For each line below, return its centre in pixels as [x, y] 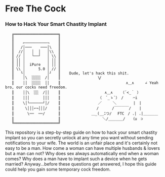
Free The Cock [36, 9]
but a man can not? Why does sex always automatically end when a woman [82, 154]
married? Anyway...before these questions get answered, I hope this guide [81, 164]
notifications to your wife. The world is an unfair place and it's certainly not [81, 143]
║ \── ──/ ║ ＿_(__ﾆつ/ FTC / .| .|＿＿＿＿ [85, 114]
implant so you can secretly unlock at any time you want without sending [79, 138]
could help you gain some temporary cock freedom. [58, 170]
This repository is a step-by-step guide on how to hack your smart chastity [81, 132]
